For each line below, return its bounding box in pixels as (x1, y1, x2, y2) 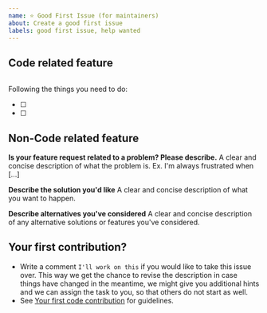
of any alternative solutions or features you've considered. (8, 217, 201, 227)
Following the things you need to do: (8, 85, 128, 94)
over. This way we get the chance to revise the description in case (19, 270, 238, 279)
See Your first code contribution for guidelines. (19, 295, 174, 305)
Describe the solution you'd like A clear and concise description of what (8, 185, 249, 194)
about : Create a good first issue (8, 19, 124, 27)
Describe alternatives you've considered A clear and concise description (8, 209, 253, 218)
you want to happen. (8, 193, 76, 203)
